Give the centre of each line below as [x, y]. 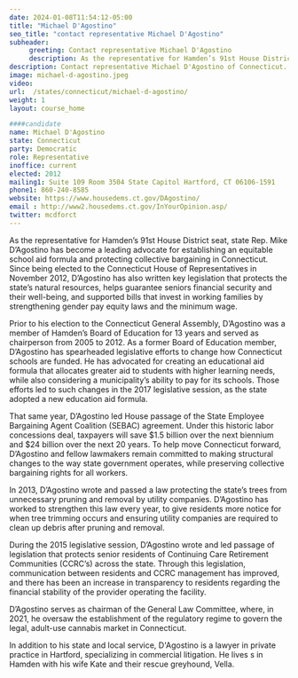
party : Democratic [43, 149]
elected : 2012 [35, 174]
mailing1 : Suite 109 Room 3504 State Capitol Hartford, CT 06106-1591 [142, 182]
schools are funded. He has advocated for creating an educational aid [137, 361]
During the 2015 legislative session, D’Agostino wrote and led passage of [142, 544]
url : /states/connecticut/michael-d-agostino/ [99, 91]
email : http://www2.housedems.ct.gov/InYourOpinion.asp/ [118, 207]
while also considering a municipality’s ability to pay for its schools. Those [144, 380]
